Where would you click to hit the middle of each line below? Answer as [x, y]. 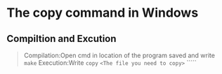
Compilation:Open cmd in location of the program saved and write [119, 55]
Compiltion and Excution [61, 39]
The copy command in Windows [103, 13]
